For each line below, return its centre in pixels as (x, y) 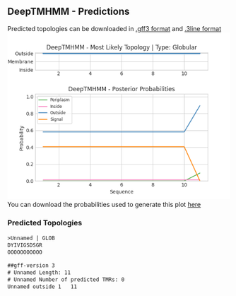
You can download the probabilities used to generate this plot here (104, 204)
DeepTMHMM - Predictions (69, 12)
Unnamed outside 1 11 (42, 287)
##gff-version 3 (31, 266)
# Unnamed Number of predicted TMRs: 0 (66, 280)
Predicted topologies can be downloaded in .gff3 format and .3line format (114, 28)
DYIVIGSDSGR (25, 245)
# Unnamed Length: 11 (39, 273)
